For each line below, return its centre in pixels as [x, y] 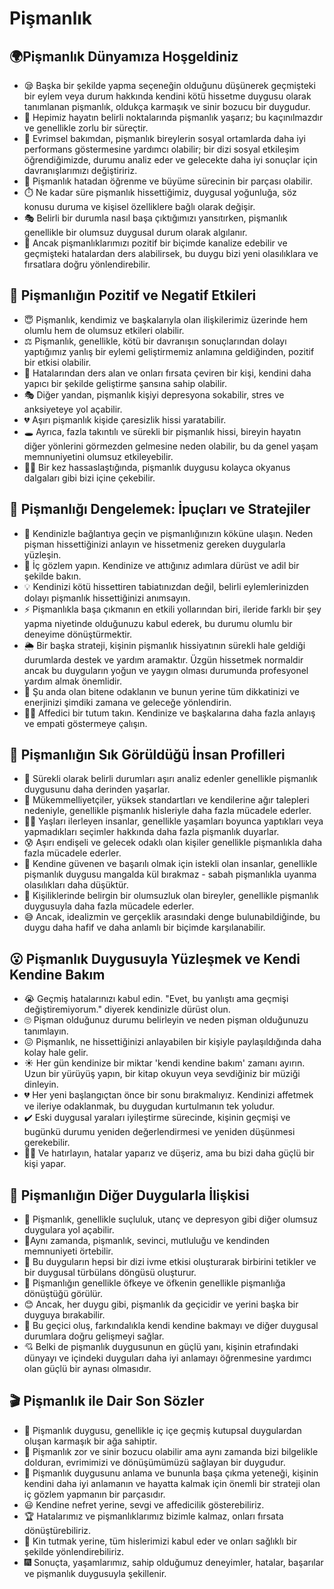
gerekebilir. [47, 1143]
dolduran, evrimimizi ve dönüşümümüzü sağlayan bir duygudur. [154, 1462]
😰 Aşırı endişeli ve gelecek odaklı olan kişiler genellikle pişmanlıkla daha [173, 843]
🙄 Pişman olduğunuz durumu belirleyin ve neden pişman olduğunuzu [166, 1020]
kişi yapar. [45, 1164]
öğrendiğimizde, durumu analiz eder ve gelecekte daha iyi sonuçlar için [170, 160]
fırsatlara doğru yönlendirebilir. [87, 264]
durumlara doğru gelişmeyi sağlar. [94, 1336]
